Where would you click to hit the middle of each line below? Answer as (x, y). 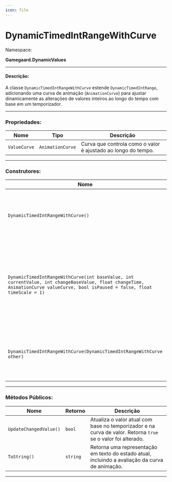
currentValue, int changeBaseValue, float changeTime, (76, 282)
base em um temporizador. (34, 104)
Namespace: (19, 50)
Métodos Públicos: (29, 397)
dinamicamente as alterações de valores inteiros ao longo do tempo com (82, 99)
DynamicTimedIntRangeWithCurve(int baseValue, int (71, 277)
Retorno (75, 411)
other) (16, 357)
